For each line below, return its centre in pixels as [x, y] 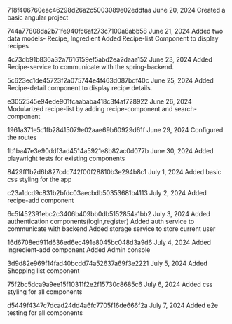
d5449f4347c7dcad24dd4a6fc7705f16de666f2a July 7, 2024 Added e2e [113, 305]
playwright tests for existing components [66, 158]
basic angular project [38, 17]
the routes [22, 137]
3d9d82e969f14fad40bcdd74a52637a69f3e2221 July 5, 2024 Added [108, 263]
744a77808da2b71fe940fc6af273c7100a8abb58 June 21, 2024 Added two [115, 31]
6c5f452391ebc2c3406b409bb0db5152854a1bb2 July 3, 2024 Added [109, 214]
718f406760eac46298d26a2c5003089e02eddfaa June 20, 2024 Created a [116, 10]
